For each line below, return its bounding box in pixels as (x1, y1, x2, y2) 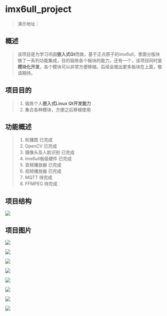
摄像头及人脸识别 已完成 (24, 149, 75, 155)
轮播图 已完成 (24, 137, 53, 143)
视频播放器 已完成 (24, 168, 61, 174)
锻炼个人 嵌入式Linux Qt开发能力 (24, 100, 91, 106)
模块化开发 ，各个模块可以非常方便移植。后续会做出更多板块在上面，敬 (17, 64, 162, 70)
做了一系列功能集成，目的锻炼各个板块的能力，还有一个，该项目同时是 (17, 57, 162, 63)
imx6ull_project (5, 4, 71, 15)
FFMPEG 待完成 (24, 181, 57, 187)
